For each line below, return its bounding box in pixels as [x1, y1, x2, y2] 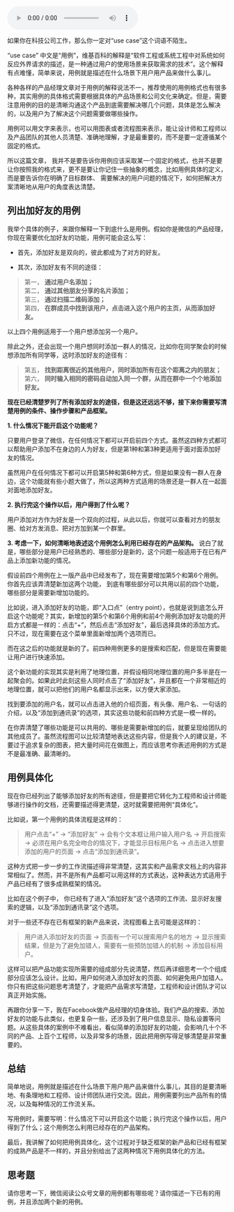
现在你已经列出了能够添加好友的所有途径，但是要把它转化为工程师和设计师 [7, 792, 221, 800]
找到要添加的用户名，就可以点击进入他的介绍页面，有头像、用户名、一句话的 [7, 700, 227, 708]
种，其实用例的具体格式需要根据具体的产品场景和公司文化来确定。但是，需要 [7, 92, 227, 100]
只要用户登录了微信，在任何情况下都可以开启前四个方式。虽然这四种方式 [7, 436, 214, 444]
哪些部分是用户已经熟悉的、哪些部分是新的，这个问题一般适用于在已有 [19, 547, 221, 556]
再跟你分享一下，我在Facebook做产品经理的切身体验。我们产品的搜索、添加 [7, 1005, 225, 1014]
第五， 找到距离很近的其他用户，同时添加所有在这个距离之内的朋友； [24, 365, 221, 374]
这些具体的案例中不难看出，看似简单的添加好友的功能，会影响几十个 [25, 1023, 221, 1031]
